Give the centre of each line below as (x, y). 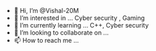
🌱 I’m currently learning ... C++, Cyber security (81, 25)
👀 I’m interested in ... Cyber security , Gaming (79, 18)
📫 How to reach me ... (46, 40)
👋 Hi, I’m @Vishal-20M (46, 11)
